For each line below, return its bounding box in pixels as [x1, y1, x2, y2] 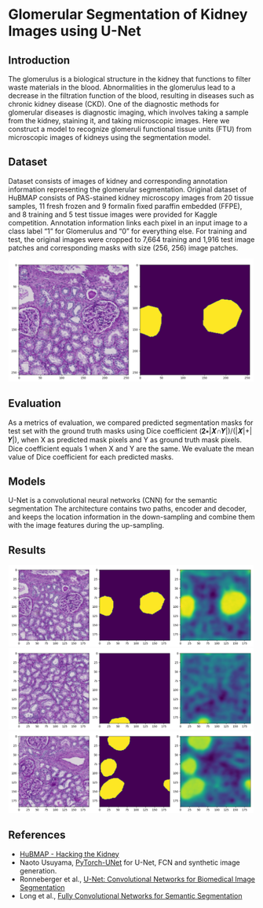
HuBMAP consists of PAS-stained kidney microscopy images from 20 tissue [8, 192, 254, 202]
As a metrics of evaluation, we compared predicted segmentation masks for [8, 418, 254, 427]
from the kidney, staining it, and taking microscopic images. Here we [8, 116, 230, 125]
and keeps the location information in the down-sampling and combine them [8, 512, 255, 522]
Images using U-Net [8, 22, 141, 40]
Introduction [8, 53, 71, 67]
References [8, 829, 66, 842]
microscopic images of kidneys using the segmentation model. [8, 133, 211, 142]
